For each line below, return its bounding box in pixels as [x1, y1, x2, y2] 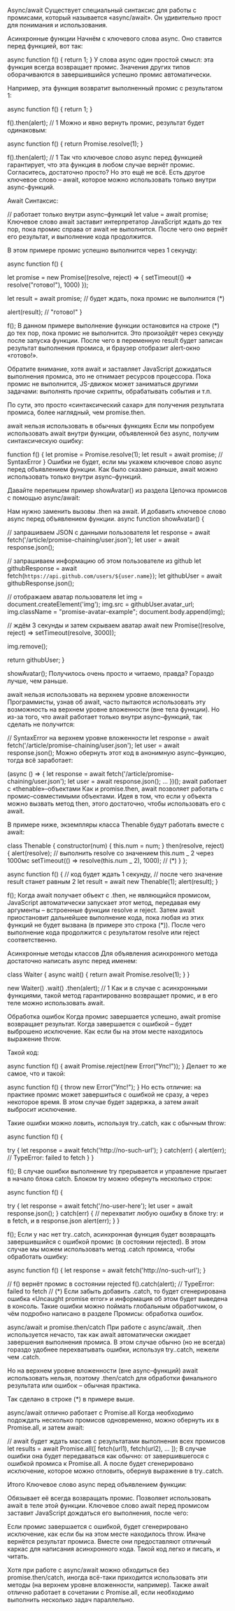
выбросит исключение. [7, 1106, 77, 1113]
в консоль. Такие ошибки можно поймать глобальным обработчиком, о [7, 1302, 223, 1310]
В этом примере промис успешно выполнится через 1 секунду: [7, 246, 198, 254]
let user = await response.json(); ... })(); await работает [67, 777, 227, 785]
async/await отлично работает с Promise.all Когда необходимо [7, 1408, 194, 1417]
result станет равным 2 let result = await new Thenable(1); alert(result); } [7, 878, 219, 885]
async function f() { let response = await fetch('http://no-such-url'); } [7, 1266, 206, 1274]
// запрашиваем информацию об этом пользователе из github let [7, 557, 201, 565]
